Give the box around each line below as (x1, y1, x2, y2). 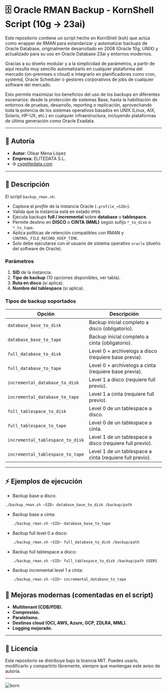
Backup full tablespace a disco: (12, 548, 77, 554)
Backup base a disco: (12, 493, 57, 499)
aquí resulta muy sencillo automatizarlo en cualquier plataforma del (5, 66, 143, 72)
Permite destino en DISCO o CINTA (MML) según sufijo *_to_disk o (12, 219, 151, 225)
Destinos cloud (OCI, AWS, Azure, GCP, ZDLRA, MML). (12, 620, 127, 626)
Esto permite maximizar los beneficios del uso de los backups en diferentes (5, 91, 160, 97)
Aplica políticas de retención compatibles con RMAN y (12, 229, 124, 235)
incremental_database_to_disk (7, 380, 80, 386)
